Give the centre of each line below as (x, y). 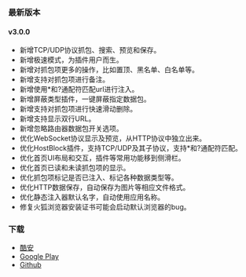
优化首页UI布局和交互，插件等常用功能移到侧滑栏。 (102, 158)
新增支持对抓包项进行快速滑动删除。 (78, 109)
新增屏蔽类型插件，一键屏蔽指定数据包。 (85, 99)
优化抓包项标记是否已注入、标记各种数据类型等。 (99, 177)
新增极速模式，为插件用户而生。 (71, 60)
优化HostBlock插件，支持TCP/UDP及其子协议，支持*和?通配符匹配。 (130, 148)
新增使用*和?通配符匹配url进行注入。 (79, 89)
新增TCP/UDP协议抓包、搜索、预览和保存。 (90, 50)
